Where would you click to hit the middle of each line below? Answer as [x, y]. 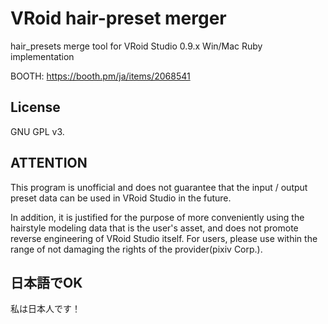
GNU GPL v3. [37, 131]
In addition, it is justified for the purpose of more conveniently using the [157, 217]
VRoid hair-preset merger [118, 18]
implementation [42, 56]
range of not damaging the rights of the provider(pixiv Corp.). [136, 249]
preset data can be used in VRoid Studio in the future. [121, 198]
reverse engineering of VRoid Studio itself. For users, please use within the [164, 238]
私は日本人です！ [45, 309]
